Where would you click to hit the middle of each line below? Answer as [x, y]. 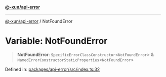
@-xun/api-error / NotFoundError [39, 21]
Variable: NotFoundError [56, 41]
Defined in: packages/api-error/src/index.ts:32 [53, 69]
